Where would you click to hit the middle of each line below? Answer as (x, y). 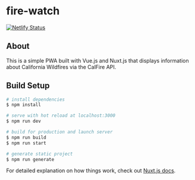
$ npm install (24, 105)
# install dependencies (36, 100)
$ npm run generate (30, 159)
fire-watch (33, 11)
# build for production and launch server (59, 132)
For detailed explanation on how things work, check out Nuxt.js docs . (91, 170)
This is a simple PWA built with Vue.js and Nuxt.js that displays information (97, 60)
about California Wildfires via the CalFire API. (61, 67)
